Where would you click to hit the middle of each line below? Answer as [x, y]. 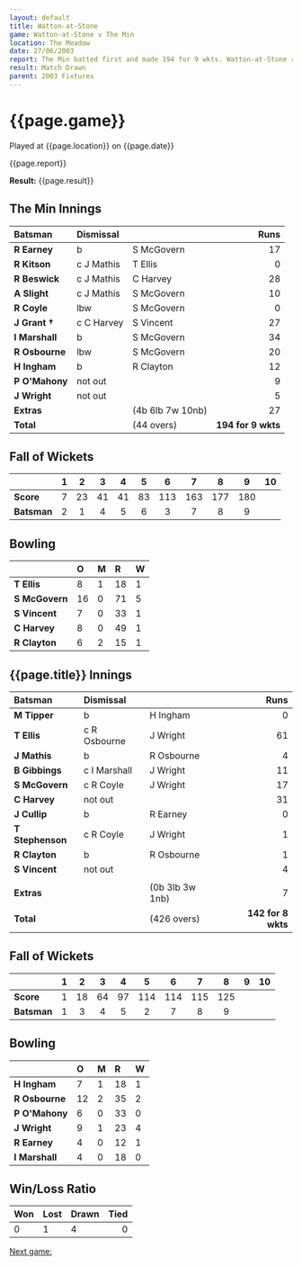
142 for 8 [267, 912]
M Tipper [34, 714]
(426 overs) [175, 919]
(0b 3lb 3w [173, 887]
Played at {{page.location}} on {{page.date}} [92, 146]
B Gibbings [38, 770]
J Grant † [34, 322]
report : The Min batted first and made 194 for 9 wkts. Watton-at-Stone [148, 59]
